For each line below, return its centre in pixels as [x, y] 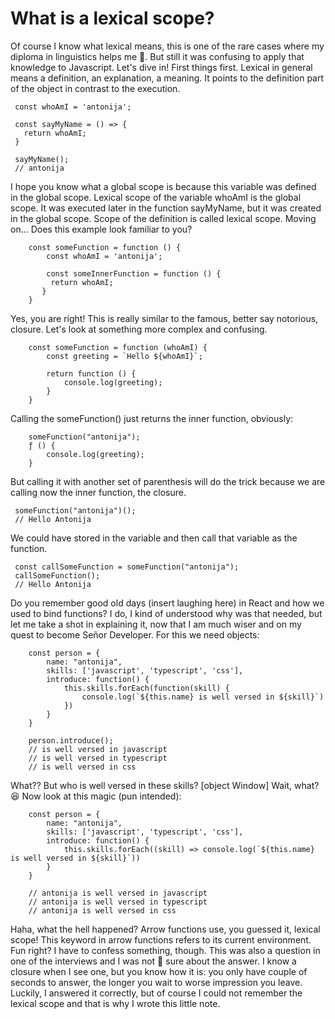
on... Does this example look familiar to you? [101, 229]
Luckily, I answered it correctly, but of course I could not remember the [156, 993]
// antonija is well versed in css [102, 910]
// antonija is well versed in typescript [118, 902]
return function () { [91, 373]
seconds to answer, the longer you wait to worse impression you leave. [156, 982]
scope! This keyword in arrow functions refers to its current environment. [161, 939]
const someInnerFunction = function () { [134, 273]
